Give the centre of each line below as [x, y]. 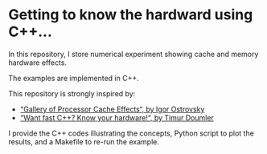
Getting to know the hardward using [131, 15]
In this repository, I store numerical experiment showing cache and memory [133, 54]
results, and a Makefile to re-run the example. [84, 141]
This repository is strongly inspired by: [72, 93]
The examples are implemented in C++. [74, 78]
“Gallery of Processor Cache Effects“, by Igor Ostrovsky [112, 109]
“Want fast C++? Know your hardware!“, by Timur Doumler [117, 117]
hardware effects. [37, 63]
